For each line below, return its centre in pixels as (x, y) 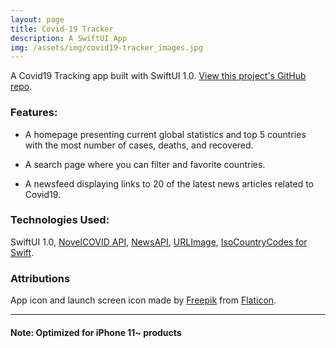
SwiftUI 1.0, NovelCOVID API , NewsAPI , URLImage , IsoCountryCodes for (159, 242)
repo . (21, 87)
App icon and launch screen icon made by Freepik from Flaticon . (143, 300)
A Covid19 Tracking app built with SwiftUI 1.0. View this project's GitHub (158, 76)
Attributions (40, 278)
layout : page (37, 19)
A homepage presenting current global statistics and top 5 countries (165, 134)
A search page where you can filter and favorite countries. (145, 164)
